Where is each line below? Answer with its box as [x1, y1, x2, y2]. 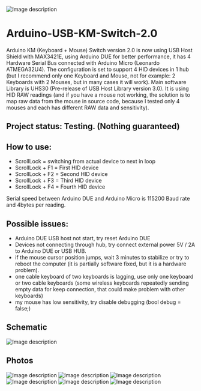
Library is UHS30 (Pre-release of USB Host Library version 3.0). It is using [6, 85, 189, 92]
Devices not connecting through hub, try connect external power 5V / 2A [14, 241, 196, 248]
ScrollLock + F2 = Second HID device [14, 171, 108, 178]
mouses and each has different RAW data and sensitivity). [6, 104, 149, 111]
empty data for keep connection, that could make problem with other [14, 285, 185, 292]
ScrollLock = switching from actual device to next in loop [14, 158, 156, 165]
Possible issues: [6, 219, 69, 229]
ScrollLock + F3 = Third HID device [14, 177, 102, 184]
